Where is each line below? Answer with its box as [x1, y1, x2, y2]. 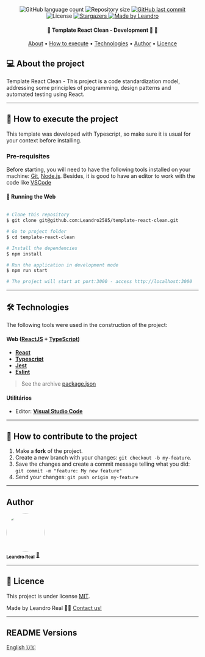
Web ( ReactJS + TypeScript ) [6, 335, 81, 342]
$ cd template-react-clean [6, 234, 75, 240]
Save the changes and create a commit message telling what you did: [15, 460, 190, 468]
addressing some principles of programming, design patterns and [6, 84, 171, 92]
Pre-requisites [6, 152, 50, 160]
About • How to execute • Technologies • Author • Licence [27, 40, 178, 47]
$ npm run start [6, 268, 48, 274]
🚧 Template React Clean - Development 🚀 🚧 [46, 26, 159, 34]
